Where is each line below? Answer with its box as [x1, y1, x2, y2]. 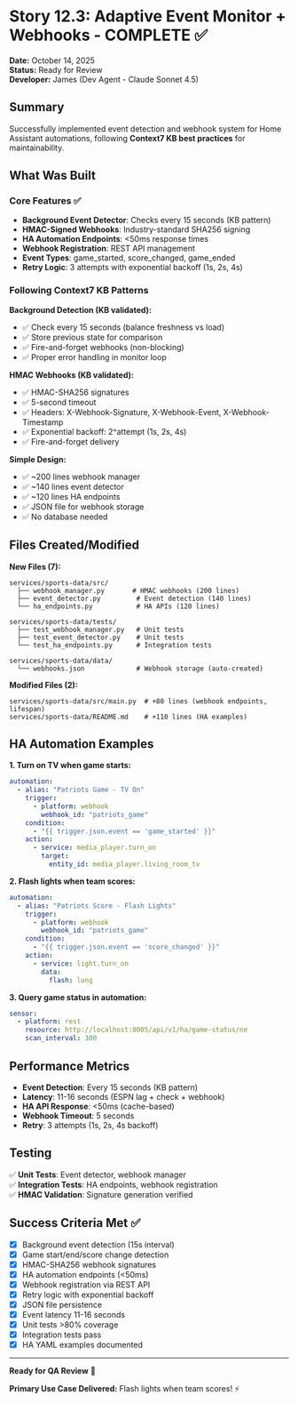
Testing [9, 1145, 52, 1161]
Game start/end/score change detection [21, 1249, 169, 1260]
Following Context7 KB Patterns [9, 285, 149, 297]
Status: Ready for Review [9, 64, 103, 75]
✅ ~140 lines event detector [21, 481, 124, 492]
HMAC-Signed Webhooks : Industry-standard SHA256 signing [21, 224, 251, 235]
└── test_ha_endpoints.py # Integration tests [17, 640, 213, 650]
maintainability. [9, 142, 65, 153]
